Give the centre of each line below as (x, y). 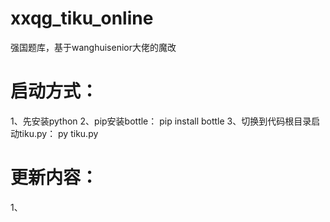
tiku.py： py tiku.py (58, 133)
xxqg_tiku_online (82, 18)
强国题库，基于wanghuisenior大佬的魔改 (93, 47)
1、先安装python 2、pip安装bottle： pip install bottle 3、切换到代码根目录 (161, 121)
